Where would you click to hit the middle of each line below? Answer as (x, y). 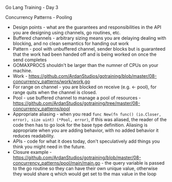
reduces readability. (34, 136)
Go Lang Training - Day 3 (32, 7)
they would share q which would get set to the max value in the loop (84, 174)
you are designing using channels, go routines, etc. (67, 32)
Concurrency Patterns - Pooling (39, 17)
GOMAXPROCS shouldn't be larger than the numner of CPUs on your (85, 65)
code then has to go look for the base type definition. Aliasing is (80, 125)
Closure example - (32, 152)
